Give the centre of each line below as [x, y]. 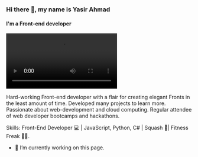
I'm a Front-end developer [39, 24]
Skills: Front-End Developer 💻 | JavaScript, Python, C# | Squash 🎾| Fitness [97, 128]
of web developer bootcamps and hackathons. [63, 116]
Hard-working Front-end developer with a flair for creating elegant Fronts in [98, 97]
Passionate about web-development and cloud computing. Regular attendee [99, 110]
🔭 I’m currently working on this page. [59, 148]
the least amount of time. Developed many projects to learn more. [86, 103]
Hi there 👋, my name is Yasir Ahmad [58, 9]
